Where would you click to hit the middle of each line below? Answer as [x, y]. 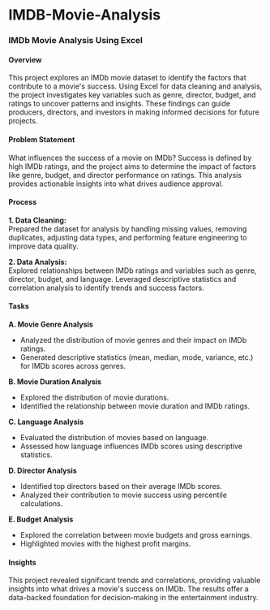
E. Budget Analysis [41, 519]
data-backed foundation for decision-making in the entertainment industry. [133, 598]
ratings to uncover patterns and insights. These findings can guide [120, 104]
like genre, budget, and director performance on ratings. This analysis [125, 175]
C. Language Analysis [46, 422]
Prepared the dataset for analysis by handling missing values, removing [128, 228]
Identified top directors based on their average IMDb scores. [121, 486]
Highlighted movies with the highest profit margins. [105, 543]
